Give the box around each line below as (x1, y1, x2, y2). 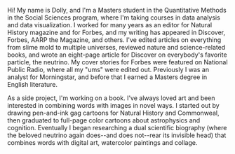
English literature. (7, 80, 58, 88)
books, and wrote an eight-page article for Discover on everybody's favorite (7, 50, 227, 59)
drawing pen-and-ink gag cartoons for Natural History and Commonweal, (7, 108, 220, 117)
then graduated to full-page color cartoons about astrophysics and (7, 116, 201, 125)
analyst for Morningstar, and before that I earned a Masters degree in (7, 73, 208, 81)
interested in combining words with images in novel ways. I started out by (7, 101, 220, 109)
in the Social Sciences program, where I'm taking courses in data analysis (7, 13, 221, 22)
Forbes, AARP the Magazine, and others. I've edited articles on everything (7, 36, 222, 44)
